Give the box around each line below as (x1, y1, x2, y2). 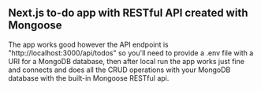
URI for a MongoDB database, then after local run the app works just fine (8, 56, 244, 66)
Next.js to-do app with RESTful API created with (8, 6, 248, 20)
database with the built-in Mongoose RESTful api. (8, 73, 170, 82)
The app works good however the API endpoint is (8, 40, 170, 49)
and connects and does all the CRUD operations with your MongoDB (8, 65, 231, 74)
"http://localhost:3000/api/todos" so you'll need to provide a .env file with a (8, 47, 254, 58)
